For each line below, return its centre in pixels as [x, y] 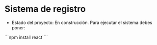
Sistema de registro [45, 9]
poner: [18, 27]
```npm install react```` [26, 37]
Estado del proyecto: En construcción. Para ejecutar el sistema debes [82, 22]
